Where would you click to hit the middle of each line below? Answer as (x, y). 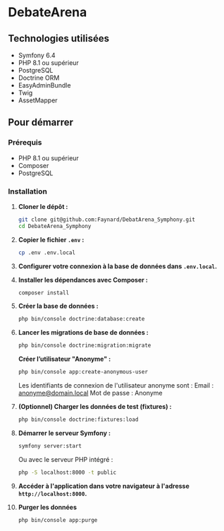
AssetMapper (38, 100)
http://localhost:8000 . (52, 493)
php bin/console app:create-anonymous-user (83, 372)
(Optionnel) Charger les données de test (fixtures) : (95, 407)
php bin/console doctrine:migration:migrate (85, 346)
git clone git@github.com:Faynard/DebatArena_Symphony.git (107, 220)
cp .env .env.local (47, 252)
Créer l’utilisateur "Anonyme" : (64, 359)
